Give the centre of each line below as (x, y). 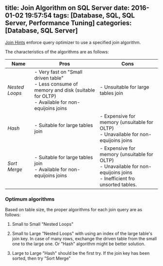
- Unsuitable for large (124, 87)
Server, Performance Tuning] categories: (68, 23)
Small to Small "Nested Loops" (43, 224)
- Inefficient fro (117, 178)
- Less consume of (56, 84)
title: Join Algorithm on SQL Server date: (67, 8)
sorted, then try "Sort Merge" (41, 258)
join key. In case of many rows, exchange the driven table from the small (84, 239)
